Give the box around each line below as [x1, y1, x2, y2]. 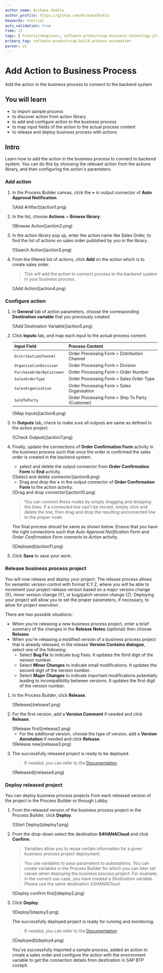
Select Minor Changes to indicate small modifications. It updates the [19, 662, 157, 668]
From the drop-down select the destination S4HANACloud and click [12, 831, 149, 837]
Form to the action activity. [19, 484, 73, 490]
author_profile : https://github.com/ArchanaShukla [5, 13, 110, 18]
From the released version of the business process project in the [12, 807, 142, 813]
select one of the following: [12, 646, 67, 652]
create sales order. [12, 261, 50, 267]
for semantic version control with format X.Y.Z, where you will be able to [5, 581, 149, 587]
